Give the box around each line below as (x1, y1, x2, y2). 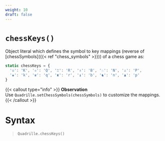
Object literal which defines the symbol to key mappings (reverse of (5, 48, 145, 54)
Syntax (5, 115, 35, 126)
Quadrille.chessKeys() (17, 131, 65, 136)
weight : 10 (5, 7, 28, 13)
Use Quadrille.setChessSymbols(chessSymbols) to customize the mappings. (5, 91, 160, 98)
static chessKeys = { (5, 63, 50, 68)
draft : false (5, 12, 32, 17)
